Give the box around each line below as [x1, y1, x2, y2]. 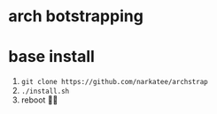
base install [8, 47, 95, 67]
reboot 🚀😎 [20, 95, 58, 105]
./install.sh [20, 87, 70, 96]
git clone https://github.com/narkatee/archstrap [20, 78, 209, 87]
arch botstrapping [8, 6, 143, 27]
